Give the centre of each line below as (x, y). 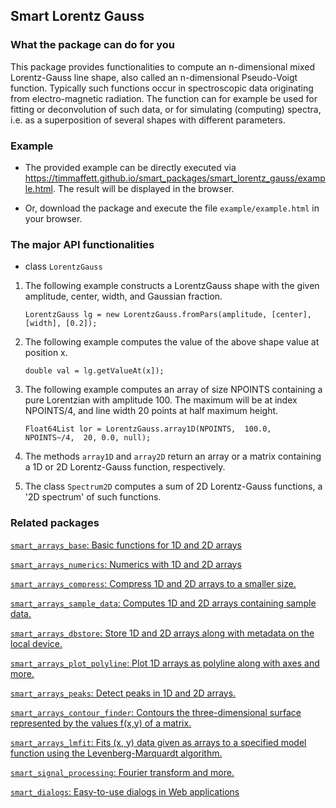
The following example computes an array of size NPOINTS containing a (173, 390)
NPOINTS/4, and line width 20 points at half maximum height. (151, 411)
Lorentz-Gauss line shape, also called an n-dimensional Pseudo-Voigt (154, 77)
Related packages (55, 523)
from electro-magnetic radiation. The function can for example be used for (164, 98)
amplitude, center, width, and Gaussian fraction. (123, 296)
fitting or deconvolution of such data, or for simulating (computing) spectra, (166, 109)
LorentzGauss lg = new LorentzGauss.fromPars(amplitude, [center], (168, 315)
